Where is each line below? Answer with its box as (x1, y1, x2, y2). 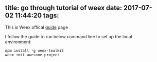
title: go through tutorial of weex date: (5, 4, 122, 12)
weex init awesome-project (5, 52, 60, 57)
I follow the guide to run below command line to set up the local (5, 33, 132, 39)
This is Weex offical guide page (5, 24, 68, 30)
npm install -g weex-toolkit (5, 48, 64, 53)
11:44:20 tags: (15, 12, 59, 20)
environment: (5, 39, 32, 45)
